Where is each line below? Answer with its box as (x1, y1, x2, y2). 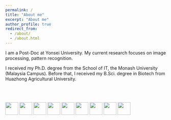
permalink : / (5, 7, 33, 13)
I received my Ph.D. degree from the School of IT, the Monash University (5, 65, 158, 71)
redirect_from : (5, 26, 38, 32)
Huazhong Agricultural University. (5, 76, 77, 82)
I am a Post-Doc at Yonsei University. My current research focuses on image (5, 49, 166, 56)
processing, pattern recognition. (5, 55, 73, 61)
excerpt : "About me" (5, 17, 50, 22)
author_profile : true (5, 21, 52, 27)
